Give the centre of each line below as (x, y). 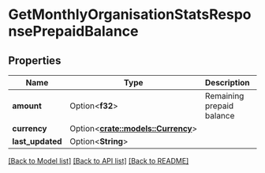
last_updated (37, 141)
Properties (35, 60)
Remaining (224, 96)
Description (227, 83)
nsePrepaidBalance (73, 31)
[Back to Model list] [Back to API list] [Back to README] (99, 161)
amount (27, 106)
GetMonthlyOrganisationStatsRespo (130, 15)
